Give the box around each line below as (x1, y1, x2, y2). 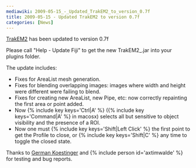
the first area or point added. (14, 101, 84, 108)
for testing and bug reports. (6, 156, 73, 163)
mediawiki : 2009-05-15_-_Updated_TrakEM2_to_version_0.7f (6, 8, 150, 15)
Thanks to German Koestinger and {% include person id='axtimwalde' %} (6, 149, 183, 156)
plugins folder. (6, 53, 41, 60)
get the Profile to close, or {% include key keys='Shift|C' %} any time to (14, 132, 187, 139)
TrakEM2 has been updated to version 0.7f (6, 36, 109, 43)
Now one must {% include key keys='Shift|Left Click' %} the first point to (14, 125, 190, 132)
